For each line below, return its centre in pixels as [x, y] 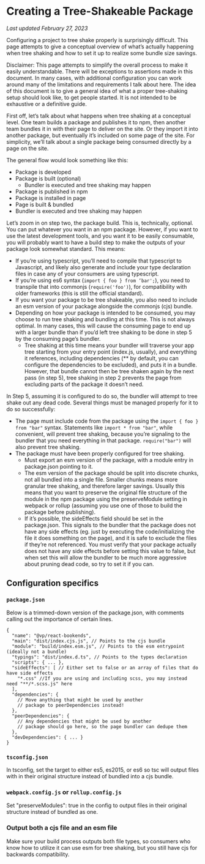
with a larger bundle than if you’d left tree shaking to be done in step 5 [104, 332]
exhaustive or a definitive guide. [47, 104]
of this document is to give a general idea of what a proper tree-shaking [97, 91]
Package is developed [43, 172]
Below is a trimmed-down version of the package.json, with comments [95, 613]
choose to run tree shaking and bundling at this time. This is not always [105, 319]
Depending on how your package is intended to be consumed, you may [105, 313]
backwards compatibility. [38, 854]
